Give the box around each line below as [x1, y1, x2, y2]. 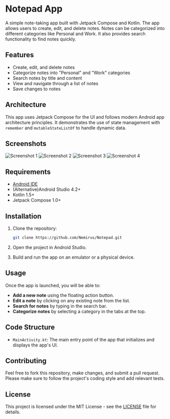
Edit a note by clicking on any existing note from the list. [12, 297, 130, 303]
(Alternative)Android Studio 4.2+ [12, 186, 81, 193]
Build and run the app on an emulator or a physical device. [12, 254, 135, 260]
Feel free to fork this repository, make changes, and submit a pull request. [5, 370, 160, 376]
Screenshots [5, 139, 47, 148]
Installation [5, 212, 42, 221]
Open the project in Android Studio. [12, 244, 87, 250]
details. [5, 409, 21, 415]
